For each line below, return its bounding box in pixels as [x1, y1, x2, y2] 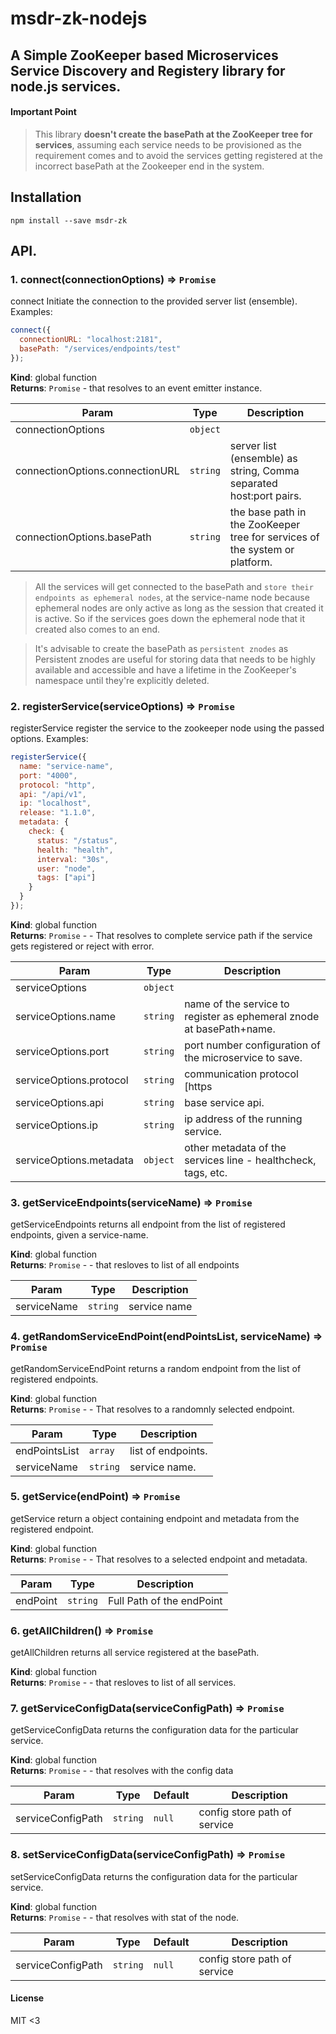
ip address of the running [184, 1112, 303, 1126]
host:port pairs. [229, 488, 302, 502]
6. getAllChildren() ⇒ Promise [10, 1623, 154, 1637]
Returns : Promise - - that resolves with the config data [10, 1765, 234, 1777]
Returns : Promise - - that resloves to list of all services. [10, 1677, 237, 1689]
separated [229, 476, 278, 490]
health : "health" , [36, 845, 114, 855]
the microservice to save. [184, 1050, 303, 1064]
